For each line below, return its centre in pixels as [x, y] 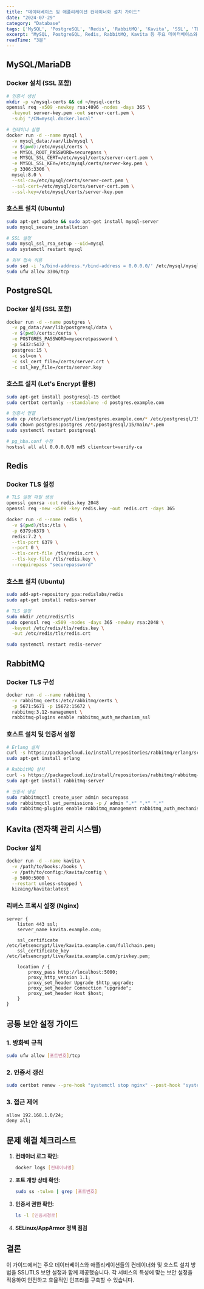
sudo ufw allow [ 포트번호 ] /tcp [43, 1056]
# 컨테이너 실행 [23, 130]
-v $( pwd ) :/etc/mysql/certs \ [50, 146]
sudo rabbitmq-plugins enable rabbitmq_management [72, 809]
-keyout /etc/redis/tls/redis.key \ [58, 628]
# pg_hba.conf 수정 [30, 441]
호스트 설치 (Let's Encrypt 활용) [51, 384]
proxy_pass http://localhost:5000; [73, 972]
